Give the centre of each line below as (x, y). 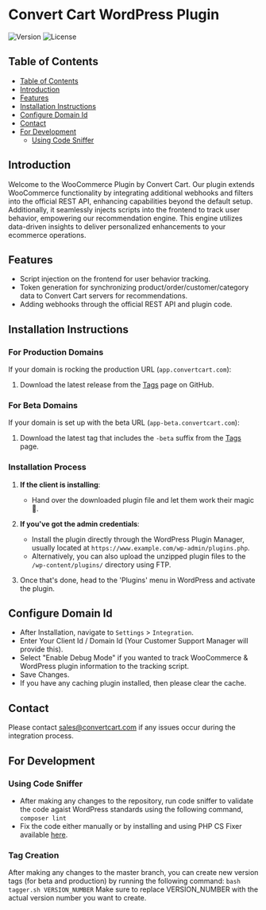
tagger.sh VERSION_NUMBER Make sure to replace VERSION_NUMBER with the (133, 889)
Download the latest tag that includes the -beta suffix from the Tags (131, 438)
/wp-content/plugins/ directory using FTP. (101, 564)
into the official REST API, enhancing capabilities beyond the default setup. (131, 201)
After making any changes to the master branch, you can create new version (133, 873)
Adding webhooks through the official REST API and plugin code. (126, 305)
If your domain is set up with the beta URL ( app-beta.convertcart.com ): (124, 422)
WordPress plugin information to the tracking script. (104, 667)
